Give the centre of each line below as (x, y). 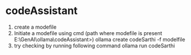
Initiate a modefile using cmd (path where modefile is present (88, 33)
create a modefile (35, 27)
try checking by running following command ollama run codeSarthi (94, 46)
